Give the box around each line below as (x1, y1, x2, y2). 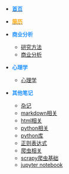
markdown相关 (20, 110, 58, 116)
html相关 (20, 117, 43, 124)
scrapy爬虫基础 (20, 155, 59, 161)
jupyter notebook (20, 161, 63, 168)
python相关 (20, 125, 49, 131)
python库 (20, 132, 43, 139)
